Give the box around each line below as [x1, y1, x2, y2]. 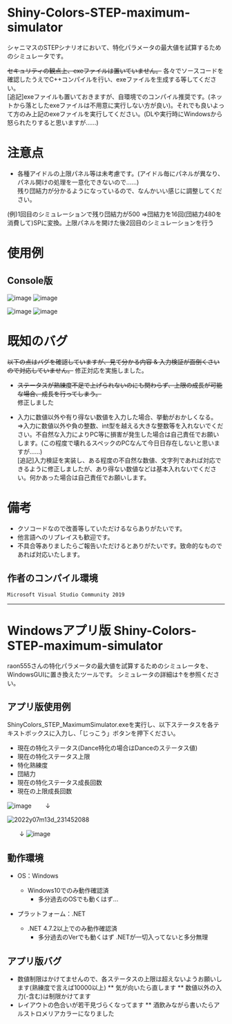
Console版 [7, 275, 53, 287]
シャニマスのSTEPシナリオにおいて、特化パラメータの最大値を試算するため [7, 43, 222, 51]
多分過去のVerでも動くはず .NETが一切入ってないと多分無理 [37, 933, 209, 941]
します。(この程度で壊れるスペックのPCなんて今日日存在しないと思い [17, 439, 214, 447]
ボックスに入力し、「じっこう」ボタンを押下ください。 [25, 729, 180, 737]
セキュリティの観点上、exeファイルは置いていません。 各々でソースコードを [7, 66, 224, 75]
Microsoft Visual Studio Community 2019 [7, 591, 126, 598]
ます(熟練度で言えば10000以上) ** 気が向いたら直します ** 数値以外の [17, 983, 216, 992]
